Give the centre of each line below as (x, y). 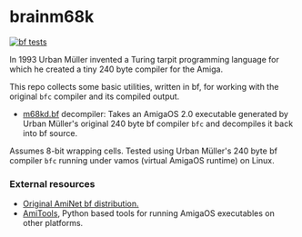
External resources (52, 183)
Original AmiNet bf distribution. (81, 204)
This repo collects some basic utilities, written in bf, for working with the (144, 86)
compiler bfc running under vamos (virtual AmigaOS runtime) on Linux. (142, 160)
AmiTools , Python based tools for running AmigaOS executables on (148, 213)
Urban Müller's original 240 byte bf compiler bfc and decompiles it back (158, 123)
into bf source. (50, 133)
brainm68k (52, 17)
